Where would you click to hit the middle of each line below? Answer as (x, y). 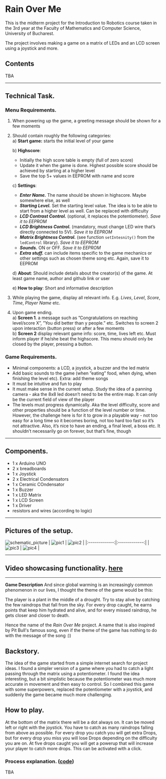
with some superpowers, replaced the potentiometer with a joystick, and (79, 689)
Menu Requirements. (31, 110)
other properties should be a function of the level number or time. (79, 410)
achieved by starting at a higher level (57, 171)
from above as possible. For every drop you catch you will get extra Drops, (81, 732)
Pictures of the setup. (39, 530)
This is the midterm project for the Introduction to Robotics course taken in (81, 23)
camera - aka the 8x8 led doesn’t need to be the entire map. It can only (85, 394)
